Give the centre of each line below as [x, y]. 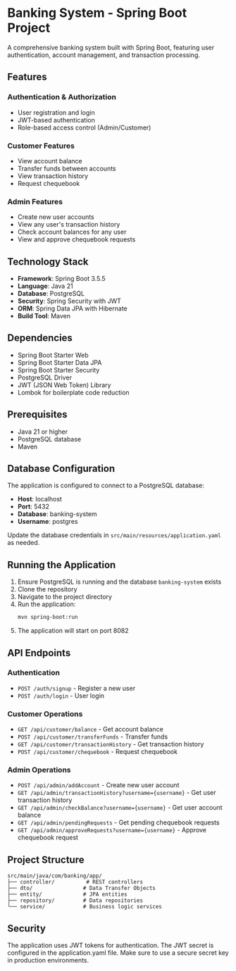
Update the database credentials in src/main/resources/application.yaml [114, 535]
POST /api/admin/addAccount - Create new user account [98, 785]
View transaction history [53, 176]
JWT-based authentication [56, 120]
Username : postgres [48, 522]
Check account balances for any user [72, 232]
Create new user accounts [56, 217]
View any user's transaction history [69, 225]
